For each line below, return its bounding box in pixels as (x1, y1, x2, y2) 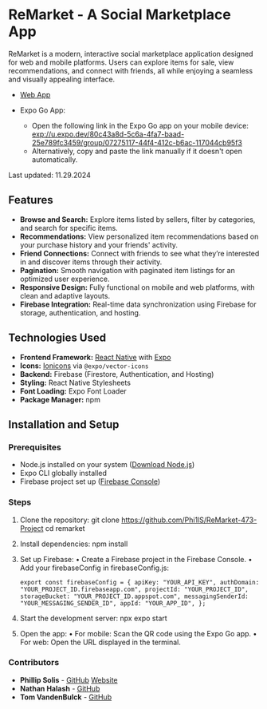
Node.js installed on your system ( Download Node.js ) (19, 460, 195, 469)
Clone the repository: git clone (19, 515, 120, 525)
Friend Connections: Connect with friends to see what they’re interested (19, 248, 260, 258)
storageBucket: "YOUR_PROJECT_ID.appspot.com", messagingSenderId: (19, 592, 249, 600)
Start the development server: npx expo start (19, 613, 167, 623)
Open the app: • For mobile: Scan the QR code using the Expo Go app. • (19, 628, 257, 638)
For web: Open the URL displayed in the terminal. (19, 637, 182, 647)
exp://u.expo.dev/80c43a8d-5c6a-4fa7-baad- (31, 129, 185, 139)
